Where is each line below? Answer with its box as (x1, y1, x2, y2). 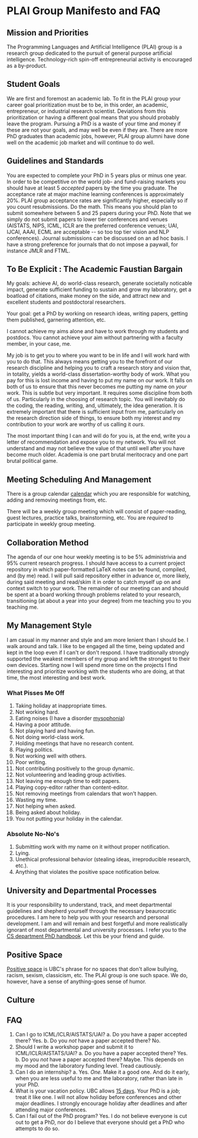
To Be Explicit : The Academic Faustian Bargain (6, 264, 183, 274)
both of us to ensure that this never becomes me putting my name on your (6, 383, 187, 391)
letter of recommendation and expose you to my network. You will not (6, 438, 176, 446)
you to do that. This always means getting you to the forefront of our (6, 358, 173, 365)
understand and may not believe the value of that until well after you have (6, 445, 185, 452)
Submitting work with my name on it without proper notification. (15, 843, 170, 850)
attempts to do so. (15, 1125, 60, 1132)
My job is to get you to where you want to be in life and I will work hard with (6, 352, 190, 359)
